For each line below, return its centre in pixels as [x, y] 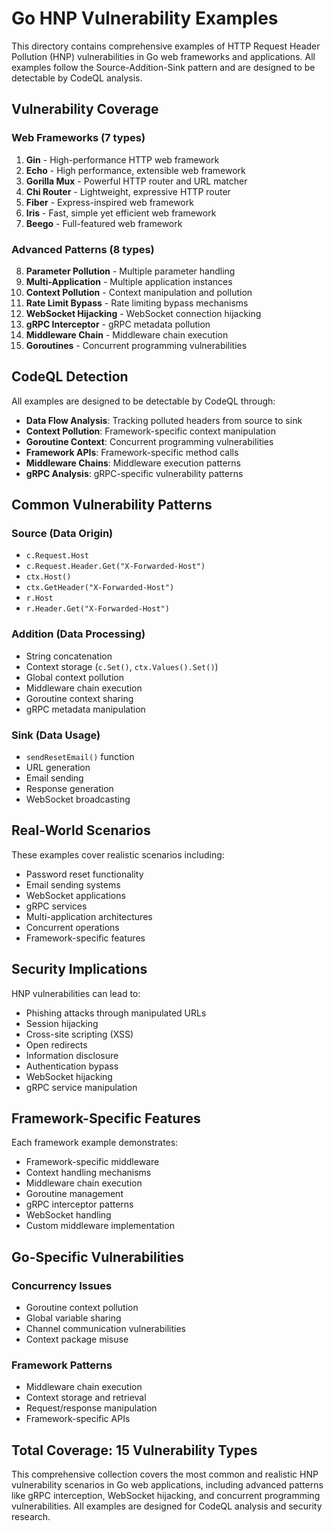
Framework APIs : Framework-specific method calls [132, 452]
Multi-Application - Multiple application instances [129, 281]
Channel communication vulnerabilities [105, 1329]
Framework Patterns [62, 1365]
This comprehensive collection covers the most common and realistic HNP [165, 1474]
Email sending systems [73, 884]
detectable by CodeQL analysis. [77, 78]
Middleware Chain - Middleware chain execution [127, 334]
